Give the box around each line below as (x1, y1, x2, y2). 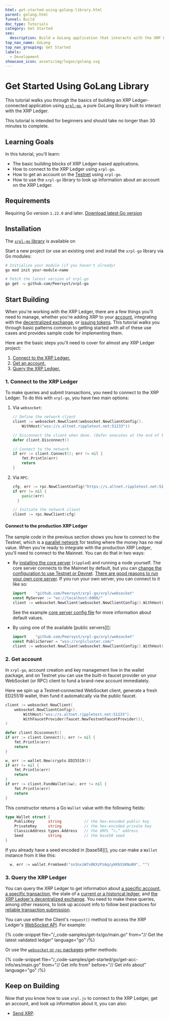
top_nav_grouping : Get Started (5, 45, 71, 50)
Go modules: (5, 253, 32, 259)
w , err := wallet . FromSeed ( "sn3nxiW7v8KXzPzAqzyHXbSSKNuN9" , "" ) (10, 862, 150, 867)
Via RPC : (12, 474, 29, 480)
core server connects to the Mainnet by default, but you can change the (12, 565, 162, 571)
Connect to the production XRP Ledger (5, 523, 88, 529)
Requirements (5, 197, 50, 205)
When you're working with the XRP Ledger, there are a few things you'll (5, 308, 153, 315)
